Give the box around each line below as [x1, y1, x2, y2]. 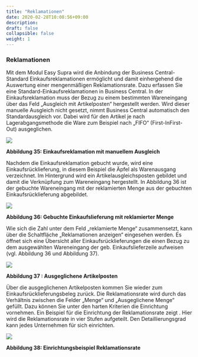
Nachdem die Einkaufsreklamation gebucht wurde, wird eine [6, 160, 153, 167]
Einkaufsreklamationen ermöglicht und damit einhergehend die [29, 75, 183, 83]
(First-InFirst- [150, 119, 183, 126]
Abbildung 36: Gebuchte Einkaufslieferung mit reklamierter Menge [6, 213, 174, 220]
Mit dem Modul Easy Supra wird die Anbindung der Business [6, 69, 154, 76]
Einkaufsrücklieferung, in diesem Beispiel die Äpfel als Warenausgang [6, 166, 176, 173]
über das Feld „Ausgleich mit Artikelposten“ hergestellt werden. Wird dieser [6, 100, 190, 108]
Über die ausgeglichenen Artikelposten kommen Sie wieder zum [6, 284, 163, 291]
